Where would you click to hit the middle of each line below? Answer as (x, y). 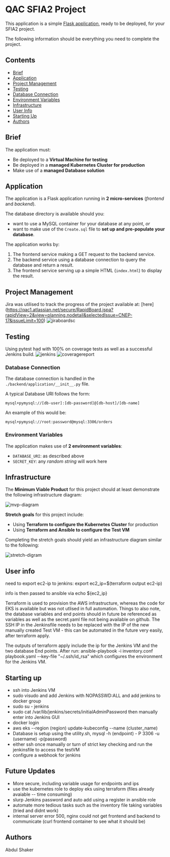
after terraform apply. (28, 636)
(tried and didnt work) (35, 810)
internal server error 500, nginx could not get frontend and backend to (86, 816)
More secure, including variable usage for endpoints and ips (76, 783)
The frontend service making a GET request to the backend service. (84, 254)
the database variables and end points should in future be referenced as (81, 614)
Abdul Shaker (20, 849)
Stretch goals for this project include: (45, 515)
